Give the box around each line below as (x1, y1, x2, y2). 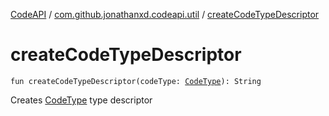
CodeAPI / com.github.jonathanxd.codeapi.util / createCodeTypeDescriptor (10, 9, 320, 20)
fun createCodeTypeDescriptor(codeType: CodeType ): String (10, 76, 262, 86)
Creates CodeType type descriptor (10, 94, 153, 106)
